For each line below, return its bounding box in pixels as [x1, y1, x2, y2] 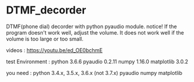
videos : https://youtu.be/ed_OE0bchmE [6, 46, 103, 53]
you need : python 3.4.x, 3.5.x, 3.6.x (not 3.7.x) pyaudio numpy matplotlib [6, 69, 183, 76]
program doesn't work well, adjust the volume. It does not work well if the [6, 29, 184, 36]
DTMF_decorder [6, 4, 86, 17]
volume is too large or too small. [6, 35, 83, 42]
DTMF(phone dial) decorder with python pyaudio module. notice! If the [6, 23, 178, 30]
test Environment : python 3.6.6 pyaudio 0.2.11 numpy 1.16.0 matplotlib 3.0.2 [6, 58, 189, 65]
